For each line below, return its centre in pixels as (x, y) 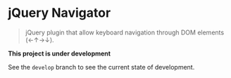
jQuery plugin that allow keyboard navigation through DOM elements (125, 32)
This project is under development (60, 53)
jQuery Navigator (60, 13)
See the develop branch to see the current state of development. (101, 67)
